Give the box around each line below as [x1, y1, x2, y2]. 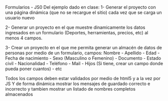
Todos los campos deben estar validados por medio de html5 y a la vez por [5, 76, 160, 81]
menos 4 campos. [5, 35, 43, 41]
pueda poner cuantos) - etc [5, 66, 62, 72]
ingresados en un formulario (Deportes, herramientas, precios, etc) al [5, 30, 148, 35]
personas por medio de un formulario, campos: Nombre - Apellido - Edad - [5, 50, 160, 56]
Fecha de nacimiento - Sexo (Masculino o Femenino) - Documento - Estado [5, 55, 161, 61]
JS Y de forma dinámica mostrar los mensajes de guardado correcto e [5, 81, 150, 87]
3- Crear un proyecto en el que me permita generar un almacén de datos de [5, 45, 162, 50]
